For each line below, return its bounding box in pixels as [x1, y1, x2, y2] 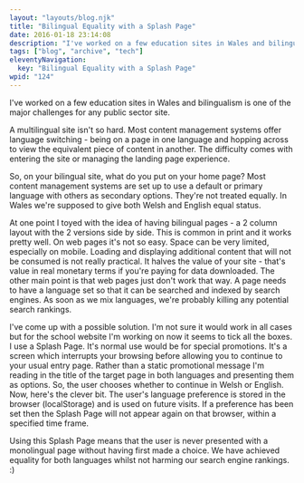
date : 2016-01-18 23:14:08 [9, 30, 111, 39]
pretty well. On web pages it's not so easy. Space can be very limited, [9, 237, 270, 247]
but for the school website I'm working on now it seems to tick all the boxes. [9, 331, 292, 342]
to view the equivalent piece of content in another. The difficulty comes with [9, 143, 293, 154]
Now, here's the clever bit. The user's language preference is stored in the [9, 389, 287, 400]
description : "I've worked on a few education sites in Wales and [9, 38, 265, 48]
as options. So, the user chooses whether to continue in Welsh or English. [9, 379, 284, 390]
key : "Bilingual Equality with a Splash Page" [17, 64, 196, 73]
